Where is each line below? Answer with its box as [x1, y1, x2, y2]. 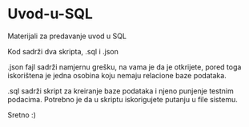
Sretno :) [7, 109, 37, 120]
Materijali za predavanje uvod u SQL [7, 31, 127, 41]
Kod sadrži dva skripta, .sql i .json [7, 46, 119, 56]
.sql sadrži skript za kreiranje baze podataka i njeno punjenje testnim [7, 85, 234, 96]
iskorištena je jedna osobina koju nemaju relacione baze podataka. [7, 70, 227, 80]
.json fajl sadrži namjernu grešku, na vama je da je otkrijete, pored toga [7, 62, 242, 72]
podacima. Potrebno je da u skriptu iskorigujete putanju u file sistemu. [7, 94, 238, 104]
